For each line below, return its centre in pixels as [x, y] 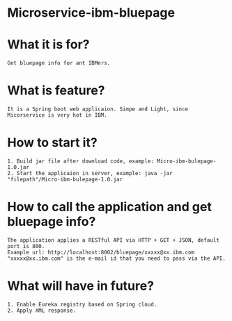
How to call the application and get [110, 207]
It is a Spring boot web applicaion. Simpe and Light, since [98, 109]
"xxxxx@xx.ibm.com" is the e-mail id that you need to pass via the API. [117, 258]
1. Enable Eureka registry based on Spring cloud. [82, 304]
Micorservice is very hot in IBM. [57, 115]
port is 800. [26, 246]
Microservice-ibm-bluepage [91, 13]
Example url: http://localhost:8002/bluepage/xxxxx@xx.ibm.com [101, 252]
